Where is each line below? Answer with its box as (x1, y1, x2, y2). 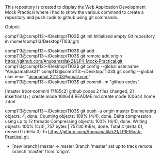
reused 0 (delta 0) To (5, 129, 48, 134)
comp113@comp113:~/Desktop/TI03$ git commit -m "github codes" (5, 79, 140, 85)
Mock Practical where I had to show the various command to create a (5, 9, 144, 15)
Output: (5, 24, 20, 30)
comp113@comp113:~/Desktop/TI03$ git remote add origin (5, 53, 122, 59)
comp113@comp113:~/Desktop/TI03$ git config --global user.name (5, 63, 139, 69)
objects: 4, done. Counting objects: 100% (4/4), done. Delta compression (5, 113, 151, 119)
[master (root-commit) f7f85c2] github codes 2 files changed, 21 (5, 88, 134, 94)
